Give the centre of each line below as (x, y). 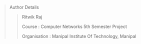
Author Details (24, 7)
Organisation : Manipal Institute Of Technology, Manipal (79, 36)
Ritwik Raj (32, 17)
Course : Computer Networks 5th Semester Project (74, 26)
